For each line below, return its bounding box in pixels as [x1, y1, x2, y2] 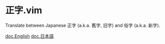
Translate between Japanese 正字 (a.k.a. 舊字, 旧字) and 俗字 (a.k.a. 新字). [5, 22, 160, 28]
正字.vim [5, 5, 42, 16]
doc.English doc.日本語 [5, 33, 54, 39]
